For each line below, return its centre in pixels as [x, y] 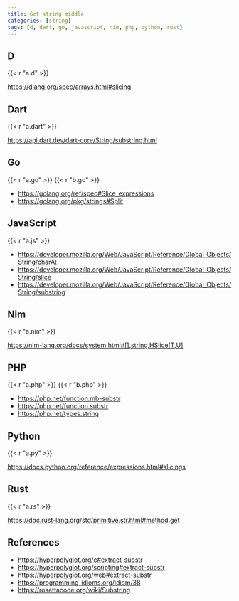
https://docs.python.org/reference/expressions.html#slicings [97, 467]
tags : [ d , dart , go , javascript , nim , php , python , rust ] [95, 27]
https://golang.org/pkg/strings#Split [70, 201]
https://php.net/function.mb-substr [69, 398]
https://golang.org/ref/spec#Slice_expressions [86, 193]
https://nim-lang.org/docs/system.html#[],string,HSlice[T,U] [95, 345]
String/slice [34, 277]
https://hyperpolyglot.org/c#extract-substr [80, 560]
